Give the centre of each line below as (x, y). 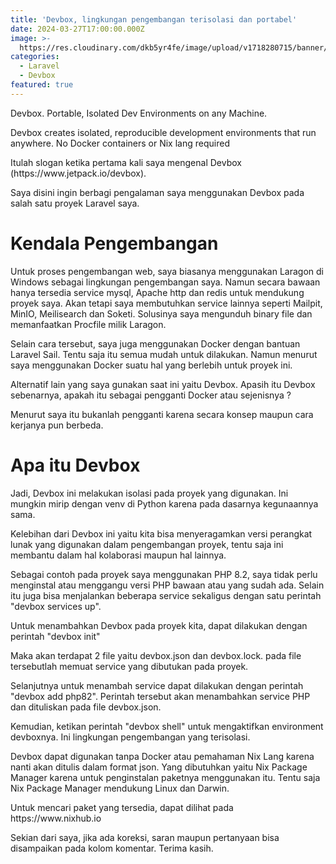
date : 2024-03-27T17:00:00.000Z (77, 29)
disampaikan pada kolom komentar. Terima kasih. (112, 848)
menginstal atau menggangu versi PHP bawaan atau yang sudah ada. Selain (167, 585)
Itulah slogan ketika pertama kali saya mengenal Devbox (126, 162)
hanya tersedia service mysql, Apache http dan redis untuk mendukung (157, 292)
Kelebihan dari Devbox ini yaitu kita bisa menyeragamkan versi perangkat (161, 533)
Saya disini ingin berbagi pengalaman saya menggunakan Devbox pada (157, 192)
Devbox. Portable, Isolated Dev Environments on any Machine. (139, 113)
